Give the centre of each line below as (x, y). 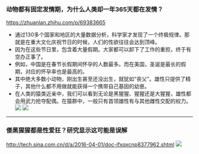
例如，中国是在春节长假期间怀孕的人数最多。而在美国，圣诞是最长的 (98, 64)
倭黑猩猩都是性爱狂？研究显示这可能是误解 (67, 130)
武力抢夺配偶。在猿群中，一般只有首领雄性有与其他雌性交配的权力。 (108, 101)
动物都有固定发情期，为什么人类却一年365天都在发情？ (85, 9)
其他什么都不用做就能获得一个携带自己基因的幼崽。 (87, 86)
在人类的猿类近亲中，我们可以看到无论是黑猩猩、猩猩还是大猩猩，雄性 (100, 94)
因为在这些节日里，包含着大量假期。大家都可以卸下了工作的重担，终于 (100, 50)
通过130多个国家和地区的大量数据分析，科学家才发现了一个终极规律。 (99, 35)
